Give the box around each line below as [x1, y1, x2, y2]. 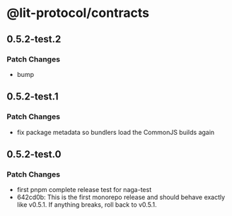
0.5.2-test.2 [6, 33, 62, 45]
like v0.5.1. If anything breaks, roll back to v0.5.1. [16, 200, 157, 209]
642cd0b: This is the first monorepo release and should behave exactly [16, 193, 226, 202]
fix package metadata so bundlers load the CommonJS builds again [16, 128, 215, 136]
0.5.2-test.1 [6, 90, 59, 103]
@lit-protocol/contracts [6, 5, 150, 21]
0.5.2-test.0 [6, 148, 62, 160]
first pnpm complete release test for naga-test [16, 186, 152, 194]
